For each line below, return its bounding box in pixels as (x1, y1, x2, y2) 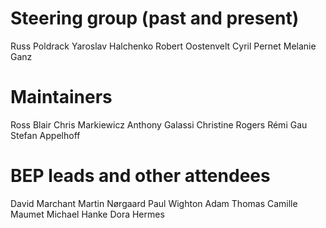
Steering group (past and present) (10, 7, 300, 30)
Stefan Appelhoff (10, 129, 81, 141)
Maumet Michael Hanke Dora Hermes (10, 208, 165, 220)
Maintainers (10, 86, 113, 109)
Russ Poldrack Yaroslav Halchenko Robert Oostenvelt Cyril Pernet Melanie (10, 40, 317, 52)
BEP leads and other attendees (10, 165, 271, 187)
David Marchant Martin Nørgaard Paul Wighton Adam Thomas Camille (10, 197, 298, 209)
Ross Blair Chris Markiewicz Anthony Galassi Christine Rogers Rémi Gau (10, 118, 308, 131)
